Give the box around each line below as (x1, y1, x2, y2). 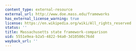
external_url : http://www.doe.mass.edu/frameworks (5, 12, 110, 17)
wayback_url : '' (5, 39, 38, 44)
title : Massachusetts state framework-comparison (5, 30, 108, 34)
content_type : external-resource (5, 7, 73, 12)
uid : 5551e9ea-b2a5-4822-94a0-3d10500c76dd (5, 34, 95, 39)
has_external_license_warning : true (5, 16, 79, 21)
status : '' (5, 25, 27, 30)
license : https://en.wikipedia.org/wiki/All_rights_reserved (5, 20, 132, 26)
